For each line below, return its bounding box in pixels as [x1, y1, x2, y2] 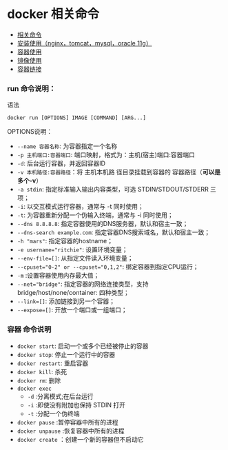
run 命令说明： [7, 83, 56, 93]
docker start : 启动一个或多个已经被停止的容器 [17, 342, 149, 350]
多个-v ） [17, 176, 43, 185]
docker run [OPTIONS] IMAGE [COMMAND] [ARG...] [7, 114, 147, 121]
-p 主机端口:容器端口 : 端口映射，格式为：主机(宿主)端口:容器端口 [17, 151, 195, 159]
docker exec [17, 385, 52, 392]
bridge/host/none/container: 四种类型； [17, 289, 129, 297]
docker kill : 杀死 [17, 367, 68, 376]
